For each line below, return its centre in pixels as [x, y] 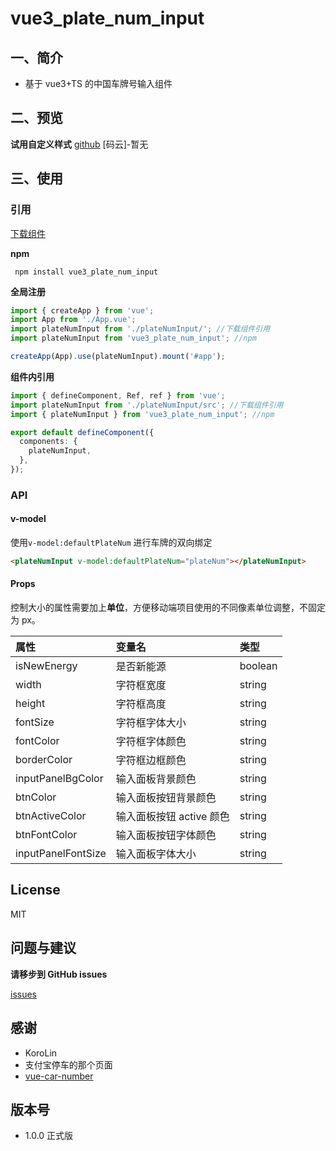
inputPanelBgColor [59, 779]
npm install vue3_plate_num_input [86, 272]
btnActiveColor [51, 816]
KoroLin [41, 1053]
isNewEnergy [46, 666]
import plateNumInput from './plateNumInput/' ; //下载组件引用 [140, 329]
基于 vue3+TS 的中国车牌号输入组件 [98, 83]
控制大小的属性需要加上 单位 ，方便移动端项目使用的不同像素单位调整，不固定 [168, 608]
